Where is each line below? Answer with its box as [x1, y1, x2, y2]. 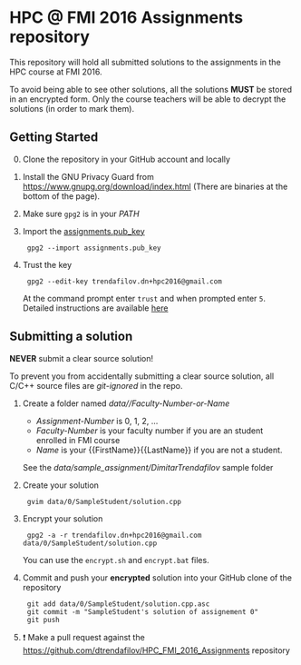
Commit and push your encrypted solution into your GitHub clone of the [22, 571, 293, 583]
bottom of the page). [22, 190, 101, 202]
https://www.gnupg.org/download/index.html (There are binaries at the [22, 181, 288, 192]
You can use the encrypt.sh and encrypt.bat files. [22, 554, 210, 565]
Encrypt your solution [22, 512, 103, 524]
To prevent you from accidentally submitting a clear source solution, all [9, 371, 275, 382]
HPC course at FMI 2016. [9, 66, 102, 77]
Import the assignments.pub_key [22, 225, 145, 236]
